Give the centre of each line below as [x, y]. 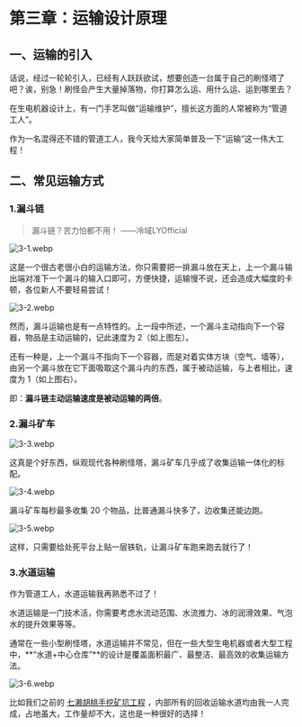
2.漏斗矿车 [32, 423]
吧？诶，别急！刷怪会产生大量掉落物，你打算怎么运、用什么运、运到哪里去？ [151, 89]
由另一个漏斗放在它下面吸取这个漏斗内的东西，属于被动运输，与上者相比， [147, 368]
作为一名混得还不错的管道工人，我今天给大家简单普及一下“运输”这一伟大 [143, 139]
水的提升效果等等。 [45, 624]
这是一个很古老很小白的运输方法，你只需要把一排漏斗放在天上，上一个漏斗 [147, 267]
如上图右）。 [60, 378]
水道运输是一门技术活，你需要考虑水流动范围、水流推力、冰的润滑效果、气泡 [151, 613]
